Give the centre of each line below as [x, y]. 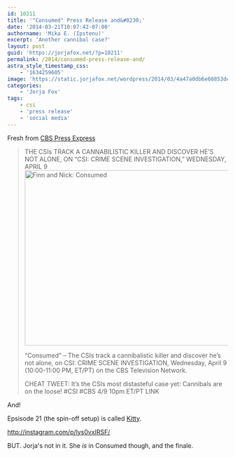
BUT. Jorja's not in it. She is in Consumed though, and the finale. [100, 445]
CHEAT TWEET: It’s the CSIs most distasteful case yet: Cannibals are [123, 383]
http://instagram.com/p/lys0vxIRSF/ [59, 432]
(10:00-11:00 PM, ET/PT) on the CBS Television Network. [106, 370]
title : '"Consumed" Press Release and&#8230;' [76, 20]
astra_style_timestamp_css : [48, 66]
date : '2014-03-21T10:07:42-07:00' [59, 27]
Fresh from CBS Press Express [51, 138]
